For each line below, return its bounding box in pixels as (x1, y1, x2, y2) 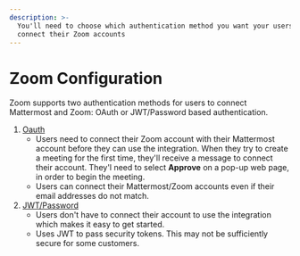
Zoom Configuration (9, 68, 163, 88)
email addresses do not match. (35, 191, 150, 202)
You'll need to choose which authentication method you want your (17, 21, 270, 30)
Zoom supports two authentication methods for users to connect (9, 97, 247, 108)
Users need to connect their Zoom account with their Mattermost (35, 134, 275, 145)
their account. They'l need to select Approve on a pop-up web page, (35, 162, 290, 173)
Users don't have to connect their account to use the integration (35, 210, 272, 220)
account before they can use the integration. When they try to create (35, 144, 288, 154)
